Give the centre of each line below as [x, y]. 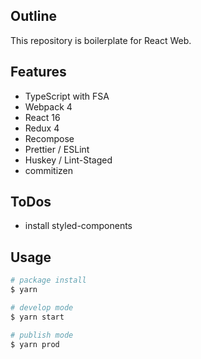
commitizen [49, 170]
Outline [33, 16]
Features [38, 72]
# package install [48, 280]
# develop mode [42, 308]
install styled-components [78, 226]
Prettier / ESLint [57, 149]
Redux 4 [42, 128]
